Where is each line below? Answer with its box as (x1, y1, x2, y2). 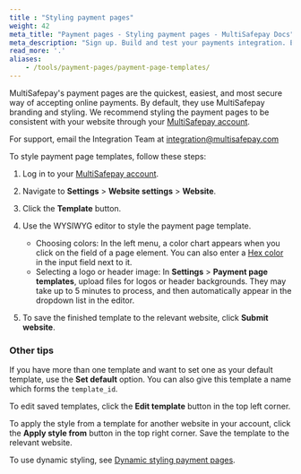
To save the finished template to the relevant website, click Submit (21, 312, 269, 323)
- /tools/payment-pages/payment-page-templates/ (25, 64, 211, 73)
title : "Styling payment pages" (9, 13, 134, 22)
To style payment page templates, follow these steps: (9, 151, 207, 161)
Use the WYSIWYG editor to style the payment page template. (21, 220, 252, 231)
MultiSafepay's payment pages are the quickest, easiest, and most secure (9, 87, 283, 99)
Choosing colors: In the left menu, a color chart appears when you (35, 237, 280, 248)
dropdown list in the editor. (35, 295, 135, 306)
